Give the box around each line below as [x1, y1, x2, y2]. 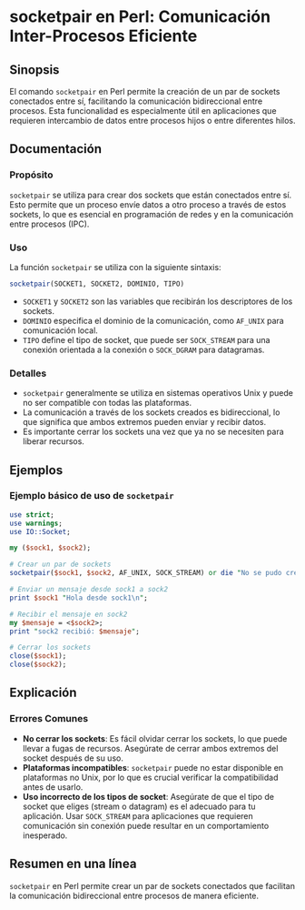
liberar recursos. [22, 436, 84, 447]
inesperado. [22, 830, 68, 841]
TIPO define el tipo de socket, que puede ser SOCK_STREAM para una [22, 334, 271, 345]
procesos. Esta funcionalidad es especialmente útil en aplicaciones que [9, 106, 277, 116]
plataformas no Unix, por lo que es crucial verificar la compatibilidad [22, 772, 279, 783]
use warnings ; [9, 519, 64, 528]
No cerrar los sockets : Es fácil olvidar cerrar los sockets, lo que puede [22, 733, 288, 743]
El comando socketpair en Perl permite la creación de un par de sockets [9, 86, 280, 96]
